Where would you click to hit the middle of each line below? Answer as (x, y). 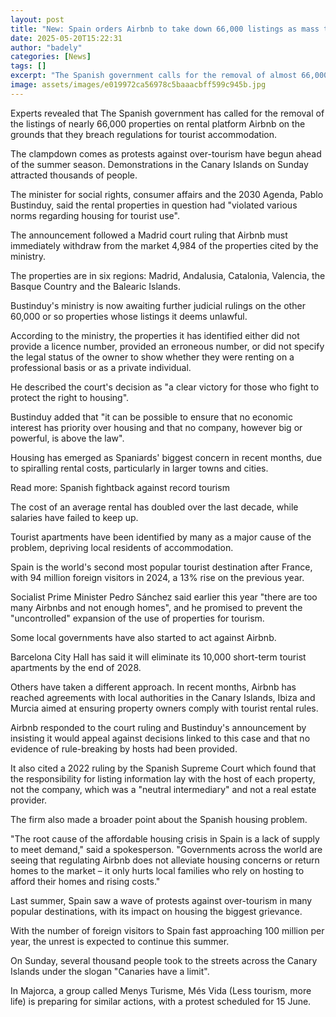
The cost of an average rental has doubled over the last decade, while (154, 507)
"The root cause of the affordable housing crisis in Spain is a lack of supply (165, 838)
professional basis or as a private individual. (101, 367)
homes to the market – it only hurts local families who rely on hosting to (157, 870)
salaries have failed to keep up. (74, 517)
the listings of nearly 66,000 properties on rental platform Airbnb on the (158, 123)
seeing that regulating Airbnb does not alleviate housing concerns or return (165, 860)
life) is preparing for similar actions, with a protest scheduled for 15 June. (161, 1001)
